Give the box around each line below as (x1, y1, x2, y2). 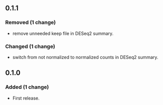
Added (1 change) (5, 83, 49, 90)
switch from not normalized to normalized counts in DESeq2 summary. (12, 54, 158, 60)
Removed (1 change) (5, 19, 56, 26)
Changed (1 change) (5, 42, 55, 49)
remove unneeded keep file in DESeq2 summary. (12, 30, 114, 36)
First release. (12, 95, 40, 101)
